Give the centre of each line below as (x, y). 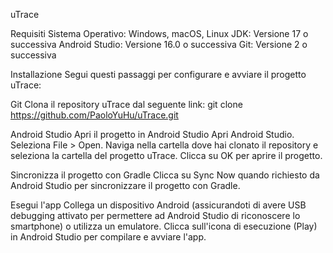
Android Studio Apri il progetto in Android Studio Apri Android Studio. (152, 134)
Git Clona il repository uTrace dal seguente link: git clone (126, 104)
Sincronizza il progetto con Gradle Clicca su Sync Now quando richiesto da (165, 175)
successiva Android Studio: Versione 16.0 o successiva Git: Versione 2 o (159, 44)
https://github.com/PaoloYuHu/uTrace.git (94, 115)
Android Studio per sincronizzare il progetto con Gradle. (125, 185)
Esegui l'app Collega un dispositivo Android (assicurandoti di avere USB (158, 205)
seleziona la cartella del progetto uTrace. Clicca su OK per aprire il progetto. (166, 155)
